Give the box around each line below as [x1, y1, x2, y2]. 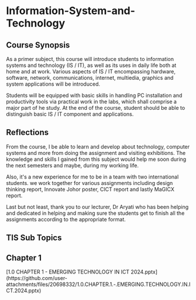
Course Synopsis [6, 40, 70, 50]
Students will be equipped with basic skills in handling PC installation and [6, 92, 183, 99]
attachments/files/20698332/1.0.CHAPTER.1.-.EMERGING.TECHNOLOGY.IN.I [6, 281, 191, 288]
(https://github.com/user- [6, 275, 68, 282]
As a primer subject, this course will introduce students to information [6, 56, 174, 62]
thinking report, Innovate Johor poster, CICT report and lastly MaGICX [6, 186, 174, 193]
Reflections [6, 127, 49, 137]
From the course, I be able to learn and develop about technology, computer [6, 143, 190, 150]
